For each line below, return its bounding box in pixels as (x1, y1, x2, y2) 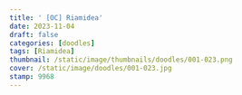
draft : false (9, 30, 59, 39)
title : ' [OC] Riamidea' (9, 13, 103, 23)
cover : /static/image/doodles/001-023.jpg (9, 64, 172, 73)
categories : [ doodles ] (9, 38, 95, 48)
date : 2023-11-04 (9, 22, 75, 31)
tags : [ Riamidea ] (9, 47, 75, 56)
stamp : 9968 (9, 72, 54, 81)
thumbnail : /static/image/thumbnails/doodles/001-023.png (9, 55, 233, 64)
